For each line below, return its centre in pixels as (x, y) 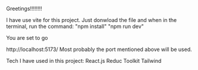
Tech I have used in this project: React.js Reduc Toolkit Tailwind (84, 61)
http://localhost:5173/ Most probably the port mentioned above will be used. (99, 49)
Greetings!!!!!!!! (24, 9)
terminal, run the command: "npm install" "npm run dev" (75, 26)
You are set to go (27, 38)
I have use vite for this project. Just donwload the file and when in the (92, 20)
